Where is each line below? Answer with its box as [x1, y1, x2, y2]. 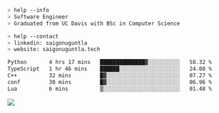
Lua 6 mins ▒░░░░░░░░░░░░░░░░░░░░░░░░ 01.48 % [7, 85, 213, 92]
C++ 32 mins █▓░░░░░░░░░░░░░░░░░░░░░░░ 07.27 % [7, 72, 213, 79]
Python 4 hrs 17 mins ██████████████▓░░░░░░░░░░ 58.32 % [7, 59, 213, 66]
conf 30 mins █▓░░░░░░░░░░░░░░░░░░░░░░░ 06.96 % [7, 78, 213, 85]
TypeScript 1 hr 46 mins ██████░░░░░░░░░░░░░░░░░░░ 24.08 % [7, 65, 213, 72]
